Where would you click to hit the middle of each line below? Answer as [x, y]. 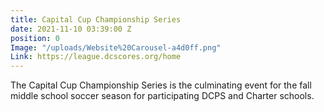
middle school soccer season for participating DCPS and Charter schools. [162, 96]
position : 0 [35, 38]
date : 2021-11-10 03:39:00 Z [71, 29]
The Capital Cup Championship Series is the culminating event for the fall [161, 85]
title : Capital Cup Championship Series [96, 19]
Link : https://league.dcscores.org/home [96, 57]
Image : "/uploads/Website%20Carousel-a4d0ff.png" [116, 47]
